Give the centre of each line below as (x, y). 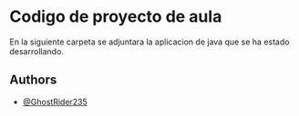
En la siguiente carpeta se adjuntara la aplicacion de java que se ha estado (149, 42)
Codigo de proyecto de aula (116, 17)
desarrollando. (36, 51)
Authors (33, 80)
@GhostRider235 (55, 101)
